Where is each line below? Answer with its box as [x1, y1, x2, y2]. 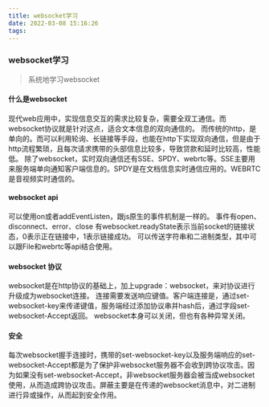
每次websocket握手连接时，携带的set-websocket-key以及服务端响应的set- [8, 350, 255, 360]
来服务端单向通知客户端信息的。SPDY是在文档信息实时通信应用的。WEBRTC [8, 164, 261, 173]
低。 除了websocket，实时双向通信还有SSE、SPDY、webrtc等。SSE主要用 [8, 153, 255, 163]
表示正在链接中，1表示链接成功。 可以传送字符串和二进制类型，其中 [26, 232, 251, 242]
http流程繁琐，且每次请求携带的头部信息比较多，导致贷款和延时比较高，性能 [8, 144, 261, 153]
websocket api [8, 193, 59, 202]
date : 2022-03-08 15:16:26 [8, 19, 99, 27]
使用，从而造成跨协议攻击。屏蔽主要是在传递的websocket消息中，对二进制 [8, 381, 255, 390]
